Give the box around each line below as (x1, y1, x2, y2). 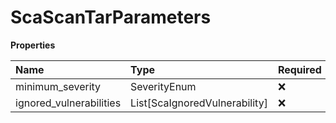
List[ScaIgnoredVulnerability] (130, 96, 268, 110)
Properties (10, 39, 56, 51)
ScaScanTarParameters (10, 6, 212, 29)
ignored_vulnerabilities (15, 96, 122, 110)
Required (277, 62, 322, 76)
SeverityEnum (130, 79, 197, 93)
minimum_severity (15, 79, 102, 93)
